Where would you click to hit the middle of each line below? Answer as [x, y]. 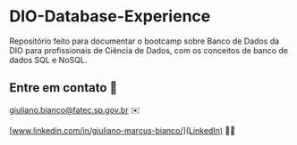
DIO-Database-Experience [110, 16]
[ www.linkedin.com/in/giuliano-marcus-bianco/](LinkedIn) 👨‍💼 [122, 130]
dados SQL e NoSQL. [48, 60]
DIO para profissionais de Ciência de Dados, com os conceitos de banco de [149, 50]
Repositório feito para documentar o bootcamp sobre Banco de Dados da [144, 41]
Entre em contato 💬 [64, 88]
